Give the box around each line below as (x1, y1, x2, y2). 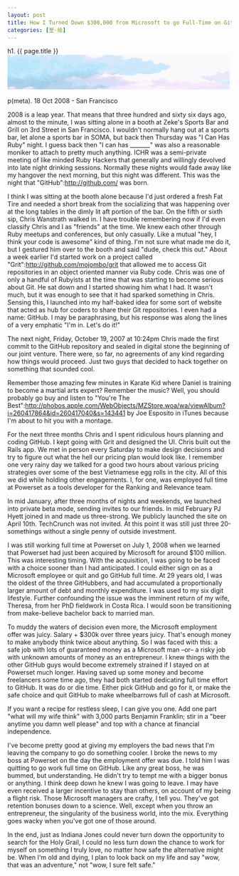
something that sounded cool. (7, 365, 95, 374)
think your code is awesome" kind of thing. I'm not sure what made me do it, (7, 238, 231, 246)
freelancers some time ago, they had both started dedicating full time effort (7, 676, 228, 685)
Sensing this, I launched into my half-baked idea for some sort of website (7, 298, 222, 307)
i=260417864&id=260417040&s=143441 (7, 409, 126, 418)
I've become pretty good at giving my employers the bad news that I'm (7, 741, 215, 750)
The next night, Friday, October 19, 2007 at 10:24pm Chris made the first (7, 334, 219, 343)
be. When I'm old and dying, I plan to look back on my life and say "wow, (7, 853, 221, 862)
